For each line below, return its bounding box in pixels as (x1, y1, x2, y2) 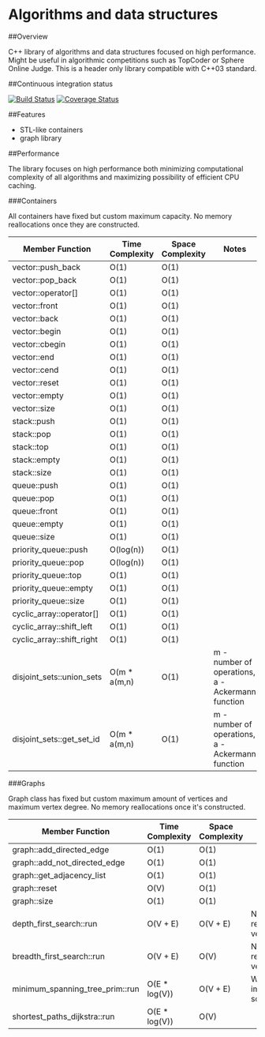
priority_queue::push (12, 543, 88, 554)
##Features (8, 109, 46, 119)
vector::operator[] (12, 287, 79, 298)
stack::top (12, 441, 49, 452)
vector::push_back (12, 261, 81, 272)
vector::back (12, 313, 59, 324)
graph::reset (12, 882, 58, 893)
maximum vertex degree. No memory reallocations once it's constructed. (8, 802, 246, 811)
